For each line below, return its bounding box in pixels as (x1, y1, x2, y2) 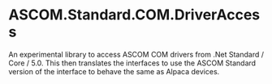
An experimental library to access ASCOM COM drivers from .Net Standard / (8, 49, 264, 59)
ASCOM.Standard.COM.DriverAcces (8, 6, 261, 24)
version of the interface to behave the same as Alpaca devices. (8, 66, 220, 76)
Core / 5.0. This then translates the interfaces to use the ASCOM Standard (8, 58, 257, 68)
